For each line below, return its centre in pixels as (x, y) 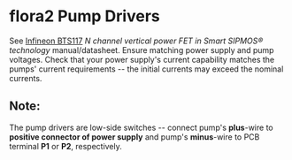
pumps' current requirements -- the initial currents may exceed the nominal (146, 69)
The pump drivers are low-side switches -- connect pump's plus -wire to (141, 127)
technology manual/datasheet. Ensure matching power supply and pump (142, 50)
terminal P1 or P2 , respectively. (65, 146)
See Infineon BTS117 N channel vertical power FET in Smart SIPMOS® (136, 41)
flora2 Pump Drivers (85, 16)
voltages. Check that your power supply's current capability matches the (142, 59)
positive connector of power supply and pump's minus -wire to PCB (134, 137)
